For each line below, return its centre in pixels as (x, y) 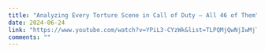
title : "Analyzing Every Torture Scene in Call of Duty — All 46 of (123, 15)
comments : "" (30, 37)
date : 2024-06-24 (37, 23)
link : (17, 30)
